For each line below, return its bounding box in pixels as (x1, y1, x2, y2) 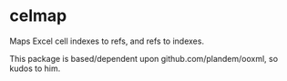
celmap (9, 5, 67, 26)
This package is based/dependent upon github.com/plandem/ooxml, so (9, 53, 279, 64)
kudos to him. (9, 63, 61, 74)
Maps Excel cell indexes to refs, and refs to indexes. (9, 35, 205, 46)
